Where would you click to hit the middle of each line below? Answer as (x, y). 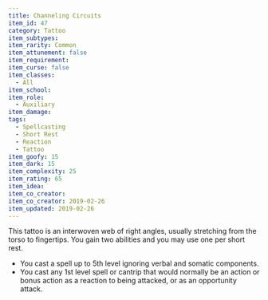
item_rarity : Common (43, 45)
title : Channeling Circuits (55, 16)
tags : (17, 120)
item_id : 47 (28, 23)
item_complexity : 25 (43, 172)
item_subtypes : (33, 38)
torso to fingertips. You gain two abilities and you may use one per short (127, 239)
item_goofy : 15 (33, 156)
